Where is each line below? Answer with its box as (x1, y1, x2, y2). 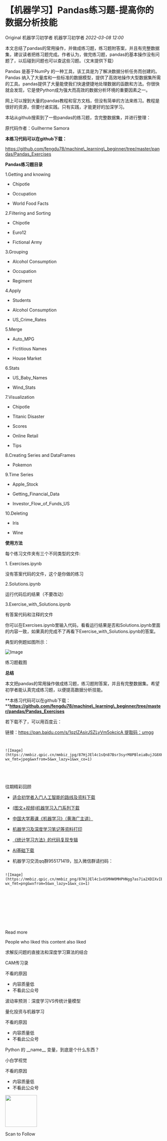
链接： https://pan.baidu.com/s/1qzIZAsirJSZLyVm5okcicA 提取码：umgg (5, 729, 154, 735)
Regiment (12, 278, 32, 284)
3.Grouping (5, 248, 28, 255)
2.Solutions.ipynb (5, 581, 41, 587)
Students (12, 297, 31, 303)
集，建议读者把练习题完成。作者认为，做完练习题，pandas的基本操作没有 (5, 51, 156, 57)
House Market (12, 355, 42, 361)
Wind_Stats (12, 384, 36, 390)
